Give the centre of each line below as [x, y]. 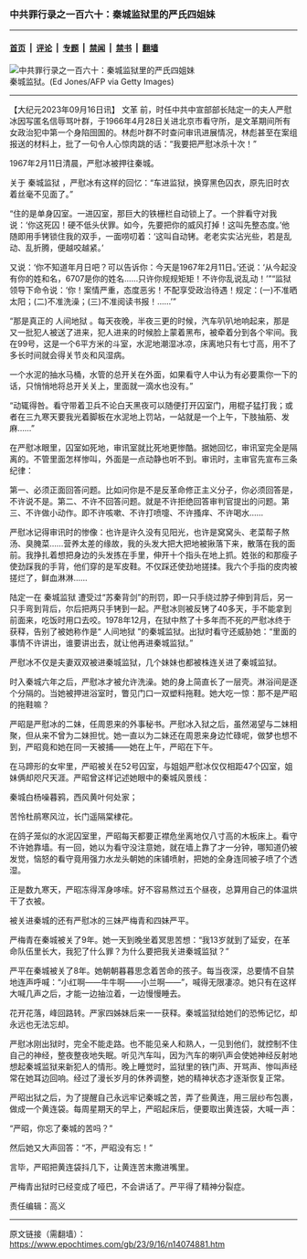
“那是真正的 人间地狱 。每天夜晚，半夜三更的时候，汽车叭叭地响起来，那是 [150, 321]
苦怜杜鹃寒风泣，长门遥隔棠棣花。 [74, 816]
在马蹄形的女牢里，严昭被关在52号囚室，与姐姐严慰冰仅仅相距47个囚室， [147, 766]
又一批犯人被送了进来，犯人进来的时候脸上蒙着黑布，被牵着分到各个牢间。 [149, 332]
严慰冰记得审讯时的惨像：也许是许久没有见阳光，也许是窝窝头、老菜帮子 [145, 532]
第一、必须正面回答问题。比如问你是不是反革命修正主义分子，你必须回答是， [153, 490]
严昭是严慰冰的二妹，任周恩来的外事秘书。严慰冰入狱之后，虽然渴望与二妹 [149, 724]
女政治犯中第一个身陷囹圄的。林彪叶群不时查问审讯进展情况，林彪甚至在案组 [153, 132]
